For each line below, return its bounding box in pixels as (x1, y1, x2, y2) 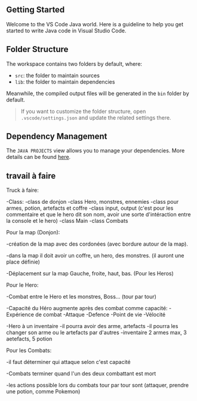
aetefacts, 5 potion (6, 335, 53, 342)
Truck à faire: (6, 186, 39, 194)
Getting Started (6, 5, 65, 15)
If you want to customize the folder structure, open (20, 108, 146, 115)
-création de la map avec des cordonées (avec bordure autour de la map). (6, 240, 188, 247)
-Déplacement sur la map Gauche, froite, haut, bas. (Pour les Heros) (6, 270, 174, 277)
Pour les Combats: (6, 347, 52, 354)
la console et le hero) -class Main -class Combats (6, 218, 128, 225)
